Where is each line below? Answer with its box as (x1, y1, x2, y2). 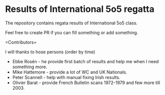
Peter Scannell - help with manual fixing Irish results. (12, 74, 121, 80)
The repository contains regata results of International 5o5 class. (5, 20, 138, 26)
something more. (12, 64, 47, 70)
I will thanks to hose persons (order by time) (5, 49, 95, 55)
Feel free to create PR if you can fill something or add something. (5, 29, 138, 35)
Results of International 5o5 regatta (5, 3, 155, 15)
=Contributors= (5, 39, 37, 45)
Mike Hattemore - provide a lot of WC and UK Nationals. (12, 69, 128, 75)
